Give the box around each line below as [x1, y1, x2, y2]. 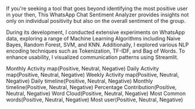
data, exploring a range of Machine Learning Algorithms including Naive [6, 35, 181, 42]
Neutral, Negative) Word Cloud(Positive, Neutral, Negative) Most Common [6, 90, 186, 97]
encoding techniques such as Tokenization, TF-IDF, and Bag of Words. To [6, 47, 186, 54]
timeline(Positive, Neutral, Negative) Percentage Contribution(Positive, [6, 84, 177, 90]
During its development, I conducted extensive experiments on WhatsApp [6, 29, 186, 36]
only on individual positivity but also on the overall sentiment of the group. [6, 18, 186, 24]
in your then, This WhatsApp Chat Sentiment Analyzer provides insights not [6, 11, 189, 18]
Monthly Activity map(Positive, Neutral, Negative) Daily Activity [6, 65, 159, 72]
